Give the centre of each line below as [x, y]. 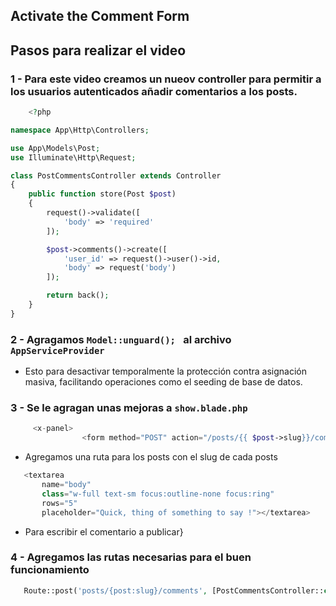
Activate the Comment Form [100, 16]
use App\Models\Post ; [55, 148]
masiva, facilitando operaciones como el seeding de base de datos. [163, 382]
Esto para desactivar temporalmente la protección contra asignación [165, 371]
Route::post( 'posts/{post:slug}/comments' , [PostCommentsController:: [174, 590]
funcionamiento [50, 570]
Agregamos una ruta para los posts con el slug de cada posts [151, 457]
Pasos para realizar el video [98, 50]
